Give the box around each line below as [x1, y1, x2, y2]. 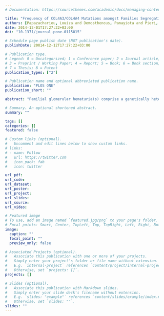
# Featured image [5, 213, 41, 218]
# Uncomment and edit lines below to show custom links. [5, 141, 128, 147]
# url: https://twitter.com [5, 155, 67, 160]
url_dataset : [5, 182, 32, 187]
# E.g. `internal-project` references [5, 263, 89, 268]
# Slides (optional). [5, 281, 49, 286]
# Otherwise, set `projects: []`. [5, 268, 80, 273]
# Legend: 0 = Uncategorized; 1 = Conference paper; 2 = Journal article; [5, 56, 161, 61]
